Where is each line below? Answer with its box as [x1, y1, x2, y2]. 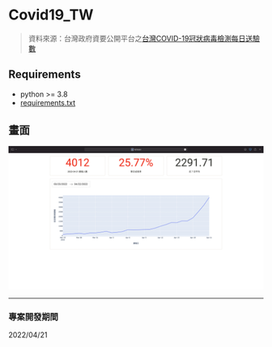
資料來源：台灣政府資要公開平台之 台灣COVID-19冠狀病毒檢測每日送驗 [28, 33, 261, 43]
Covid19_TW [8, 6, 94, 24]
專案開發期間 [8, 311, 59, 322]
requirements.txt [19, 97, 76, 107]
